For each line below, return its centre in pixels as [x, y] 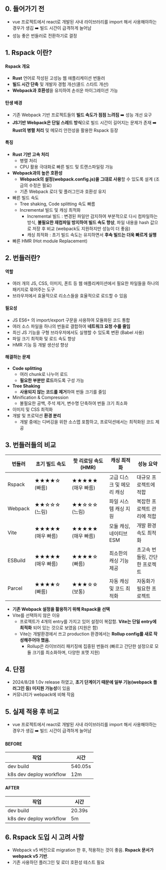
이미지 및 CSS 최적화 [32, 409]
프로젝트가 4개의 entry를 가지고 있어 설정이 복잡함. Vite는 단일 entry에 [88, 621]
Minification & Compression [41, 397]
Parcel [15, 588]
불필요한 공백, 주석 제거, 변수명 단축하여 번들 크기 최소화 [74, 403]
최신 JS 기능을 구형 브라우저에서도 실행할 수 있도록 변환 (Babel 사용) [78, 332]
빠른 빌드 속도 [25, 197]
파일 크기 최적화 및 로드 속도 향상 [44, 338]
